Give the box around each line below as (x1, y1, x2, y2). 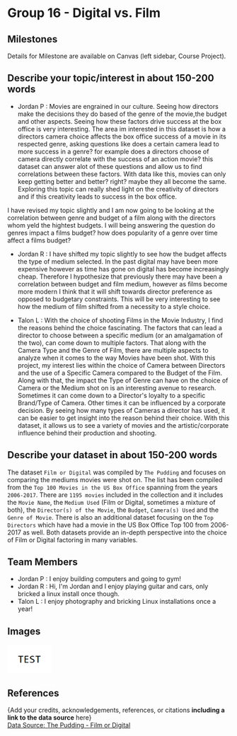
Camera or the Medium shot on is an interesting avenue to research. (17, 383, 216, 392)
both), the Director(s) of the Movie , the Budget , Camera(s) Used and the (7, 506, 219, 514)
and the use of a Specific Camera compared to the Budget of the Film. (17, 368, 223, 377)
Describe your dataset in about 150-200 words (7, 449, 218, 461)
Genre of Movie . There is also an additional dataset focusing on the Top (7, 513, 214, 521)
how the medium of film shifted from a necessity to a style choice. (17, 302, 211, 310)
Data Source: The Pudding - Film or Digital (7, 721, 131, 730)
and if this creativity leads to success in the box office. (17, 192, 177, 201)
